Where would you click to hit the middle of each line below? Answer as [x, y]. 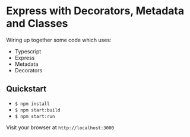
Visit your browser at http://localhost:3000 [60, 127]
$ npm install [32, 104]
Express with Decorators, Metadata [95, 11]
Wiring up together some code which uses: [59, 40]
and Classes [37, 23]
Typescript [28, 51]
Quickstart [26, 89]
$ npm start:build [37, 110]
